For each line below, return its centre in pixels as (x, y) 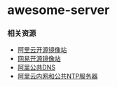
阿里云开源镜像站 (42, 50)
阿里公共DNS (36, 67)
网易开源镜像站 (39, 59)
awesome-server (58, 10)
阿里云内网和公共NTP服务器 (57, 76)
